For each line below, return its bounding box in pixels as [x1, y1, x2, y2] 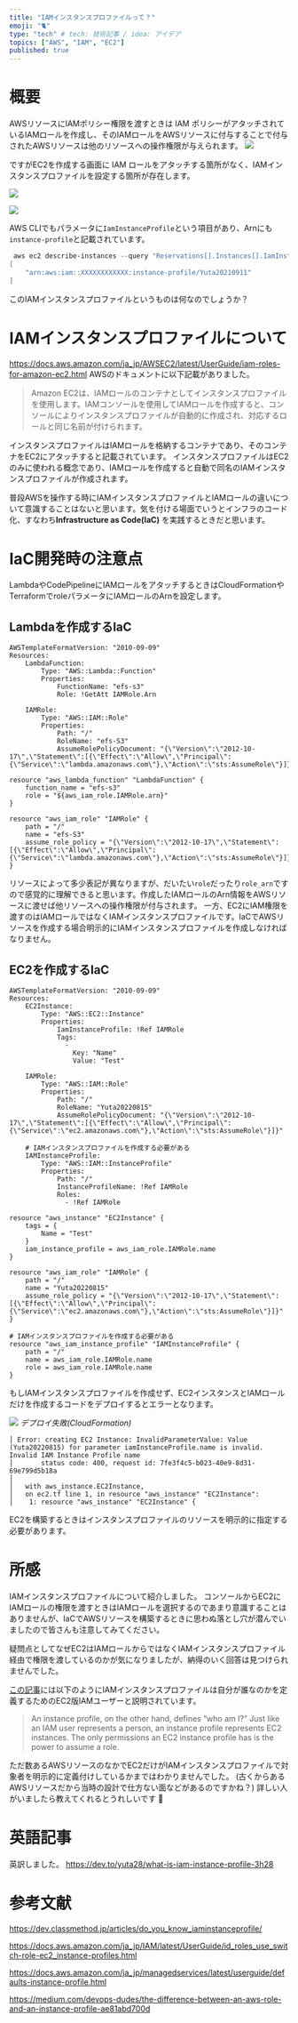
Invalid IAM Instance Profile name [9, 1451, 141, 1460]
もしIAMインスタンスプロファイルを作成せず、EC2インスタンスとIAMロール [9, 1388, 286, 1399]
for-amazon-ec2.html [9, 368, 88, 379]
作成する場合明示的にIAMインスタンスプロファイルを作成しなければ [39, 922, 287, 934]
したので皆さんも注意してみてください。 [16, 1625, 165, 1634]
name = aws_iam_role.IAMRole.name [25, 1355, 153, 1365]
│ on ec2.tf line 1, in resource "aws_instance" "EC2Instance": [9, 1490, 260, 1499]
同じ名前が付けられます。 [54, 421, 148, 431]
